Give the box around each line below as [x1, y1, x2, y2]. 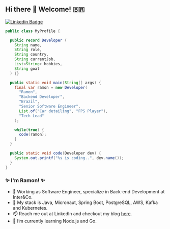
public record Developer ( [10, 38, 67, 43]
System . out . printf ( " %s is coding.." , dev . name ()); [14, 155, 124, 161]
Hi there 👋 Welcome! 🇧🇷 [5, 5, 85, 14]
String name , [14, 42, 42, 47]
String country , [14, 52, 49, 57]
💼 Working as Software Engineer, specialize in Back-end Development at [12, 188, 165, 194]
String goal [14, 66, 40, 71]
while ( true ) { [14, 127, 44, 133]
